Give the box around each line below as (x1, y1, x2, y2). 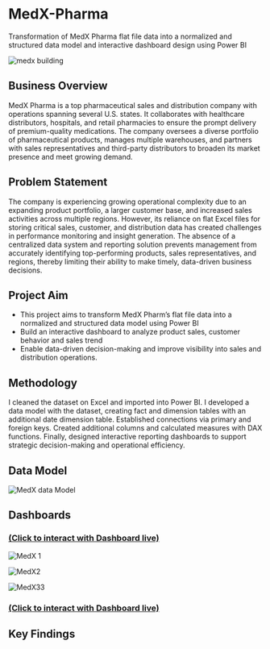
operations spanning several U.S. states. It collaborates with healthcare (8, 109, 245, 119)
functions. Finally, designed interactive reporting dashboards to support (8, 432, 247, 442)
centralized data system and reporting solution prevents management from (8, 239, 257, 249)
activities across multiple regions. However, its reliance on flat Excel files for (8, 214, 260, 223)
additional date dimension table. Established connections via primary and (8, 414, 251, 424)
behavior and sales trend (19, 335, 103, 345)
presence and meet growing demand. (8, 152, 133, 161)
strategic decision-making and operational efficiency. (8, 440, 185, 450)
